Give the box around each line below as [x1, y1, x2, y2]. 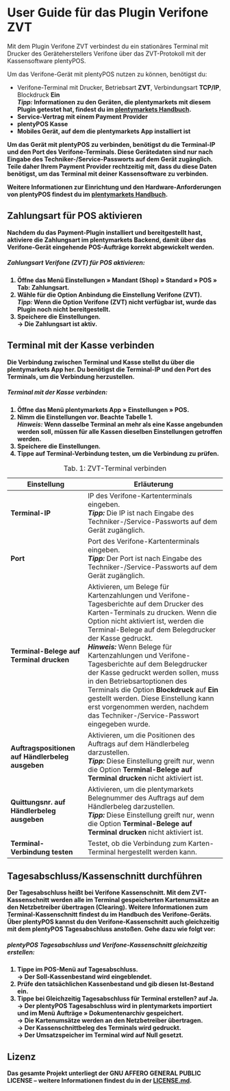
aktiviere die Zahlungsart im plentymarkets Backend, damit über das [7, 236, 207, 244]
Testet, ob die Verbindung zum [88, 838, 187, 848]
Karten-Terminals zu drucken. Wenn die [88, 608, 217, 617]
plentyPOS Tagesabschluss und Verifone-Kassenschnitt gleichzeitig [7, 941, 207, 949]
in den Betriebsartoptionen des [88, 676, 188, 686]
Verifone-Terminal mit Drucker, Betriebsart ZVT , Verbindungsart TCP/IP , [16, 83, 221, 91]
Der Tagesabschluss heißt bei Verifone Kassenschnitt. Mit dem [7, 888, 190, 897]
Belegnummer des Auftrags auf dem [88, 793, 205, 803]
